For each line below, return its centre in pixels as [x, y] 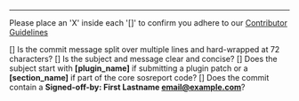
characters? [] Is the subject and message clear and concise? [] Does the [143, 59]
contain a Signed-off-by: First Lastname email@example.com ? [128, 87]
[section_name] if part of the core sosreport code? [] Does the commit [139, 78]
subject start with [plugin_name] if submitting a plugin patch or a [129, 68]
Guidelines [29, 32]
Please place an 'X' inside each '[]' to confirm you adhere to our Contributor [148, 23]
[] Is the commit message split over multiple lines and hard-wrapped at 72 [145, 49]
